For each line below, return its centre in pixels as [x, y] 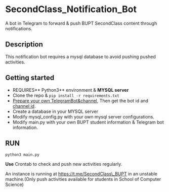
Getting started [30, 78]
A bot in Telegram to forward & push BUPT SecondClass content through [81, 23]
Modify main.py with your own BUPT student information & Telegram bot [88, 122]
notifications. [19, 28]
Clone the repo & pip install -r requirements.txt [66, 95]
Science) [14, 184]
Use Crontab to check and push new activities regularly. [64, 164]
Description [24, 45]
